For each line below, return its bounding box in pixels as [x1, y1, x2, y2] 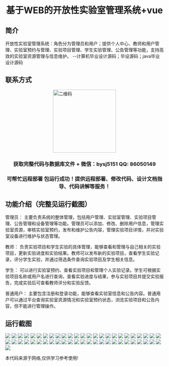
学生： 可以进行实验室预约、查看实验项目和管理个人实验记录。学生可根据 [5, 267, 156, 273]
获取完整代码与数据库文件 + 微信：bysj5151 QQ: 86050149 [13, 160, 156, 167]
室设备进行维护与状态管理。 [5, 233, 63, 239]
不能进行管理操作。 [18, 303, 58, 309]
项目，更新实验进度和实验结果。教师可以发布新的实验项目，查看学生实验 [5, 250, 155, 256]
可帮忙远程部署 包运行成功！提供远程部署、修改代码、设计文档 [7, 175, 157, 182]
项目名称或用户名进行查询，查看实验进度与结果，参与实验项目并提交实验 [9, 273, 159, 280]
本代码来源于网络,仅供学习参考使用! [5, 355, 79, 361]
